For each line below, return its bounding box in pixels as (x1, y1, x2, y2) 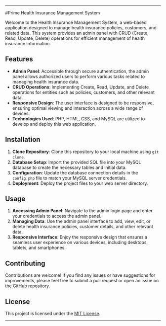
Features (5, 55, 33, 64)
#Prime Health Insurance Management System (5, 10, 100, 15)
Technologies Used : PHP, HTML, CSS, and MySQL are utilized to (12, 115, 145, 122)
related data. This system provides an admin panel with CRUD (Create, (5, 30, 149, 36)
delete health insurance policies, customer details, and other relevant (12, 224, 153, 230)
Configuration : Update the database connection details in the (12, 169, 138, 175)
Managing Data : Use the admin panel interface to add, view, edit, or (12, 218, 151, 224)
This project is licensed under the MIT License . (5, 311, 101, 317)
